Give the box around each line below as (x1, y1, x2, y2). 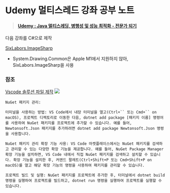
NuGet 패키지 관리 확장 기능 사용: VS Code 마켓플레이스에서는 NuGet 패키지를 (5, 141, 150, 146)
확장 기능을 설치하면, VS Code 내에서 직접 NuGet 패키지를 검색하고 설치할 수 (5, 152, 148, 157)
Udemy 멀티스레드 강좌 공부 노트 (5, 5, 134, 16)
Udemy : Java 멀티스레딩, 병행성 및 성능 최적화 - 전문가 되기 (17, 22, 137, 29)
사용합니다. (11, 131, 31, 136)
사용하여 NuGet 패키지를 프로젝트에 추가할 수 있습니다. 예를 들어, (11, 120, 132, 125)
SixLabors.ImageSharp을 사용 (12, 62, 74, 68)
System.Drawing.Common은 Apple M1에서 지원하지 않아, (12, 56, 128, 62)
